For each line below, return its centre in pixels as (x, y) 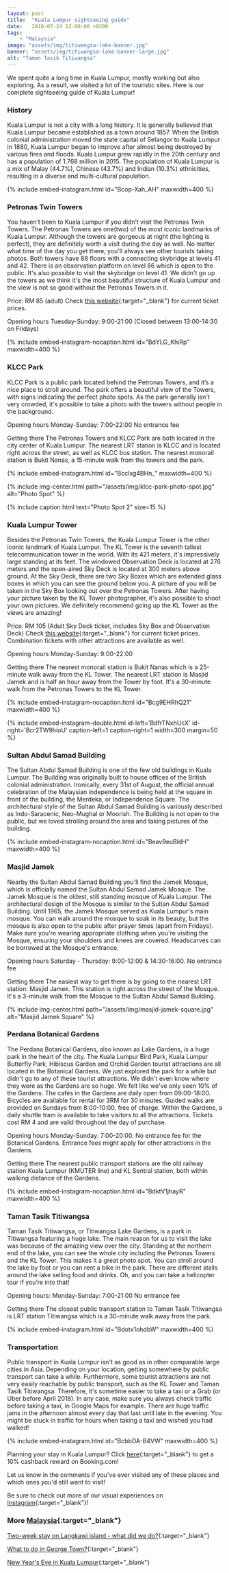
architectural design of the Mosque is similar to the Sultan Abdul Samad (108, 904)
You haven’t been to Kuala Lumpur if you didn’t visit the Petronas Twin (106, 222)
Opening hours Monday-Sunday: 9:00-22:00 (70, 653)
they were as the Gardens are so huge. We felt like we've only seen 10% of (112, 1086)
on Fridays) (23, 329)
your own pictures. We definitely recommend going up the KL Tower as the (112, 605)
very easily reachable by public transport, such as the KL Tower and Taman (113, 1384)
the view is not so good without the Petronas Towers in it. (88, 288)
